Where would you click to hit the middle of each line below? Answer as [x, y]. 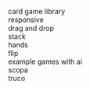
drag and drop [31, 28]
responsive [26, 20]
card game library [37, 11]
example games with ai [45, 61]
